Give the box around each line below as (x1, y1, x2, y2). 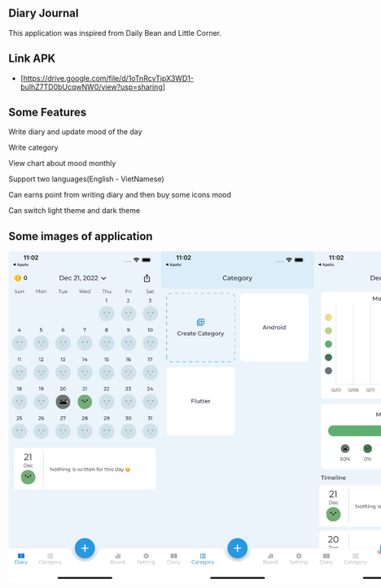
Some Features (8, 106, 87, 120)
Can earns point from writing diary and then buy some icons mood (8, 190, 232, 200)
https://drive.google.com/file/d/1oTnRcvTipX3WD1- (23, 73, 194, 83)
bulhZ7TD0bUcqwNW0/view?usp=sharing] (20, 81, 165, 92)
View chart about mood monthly (8, 159, 116, 168)
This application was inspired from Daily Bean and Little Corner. (8, 28, 222, 37)
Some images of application (8, 229, 153, 243)
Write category (8, 142, 59, 153)
